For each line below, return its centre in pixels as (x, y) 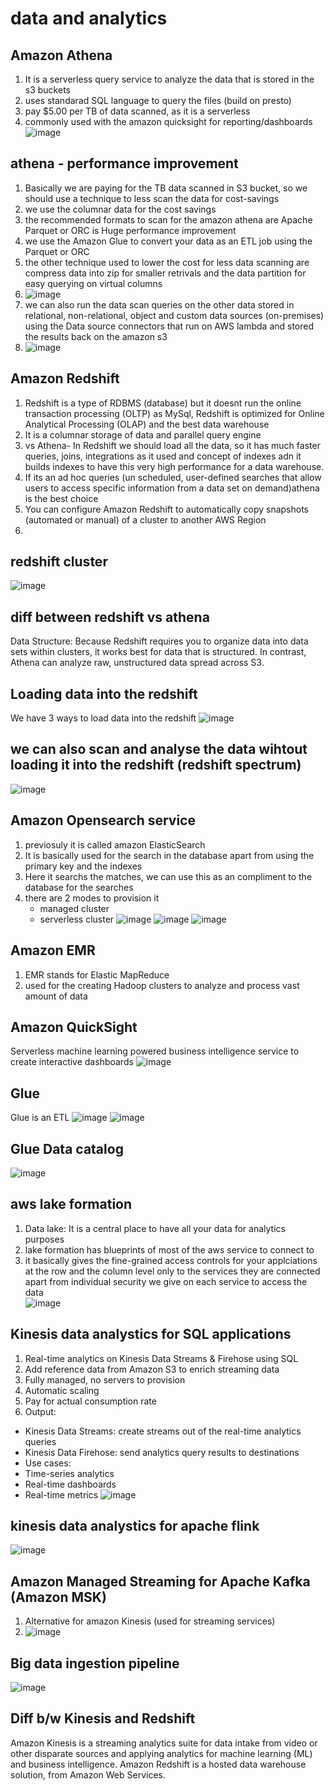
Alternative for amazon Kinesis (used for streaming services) (150, 1621)
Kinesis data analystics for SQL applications (151, 1334)
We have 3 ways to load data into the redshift (103, 718)
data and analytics (89, 18)
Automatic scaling (62, 1390)
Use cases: (48, 1463)
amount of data (56, 996)
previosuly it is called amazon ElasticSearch (115, 844)
